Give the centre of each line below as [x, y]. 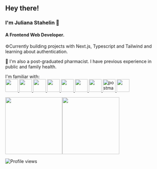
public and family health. [31, 67]
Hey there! [22, 8]
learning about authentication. [37, 51]
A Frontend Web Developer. [35, 34]
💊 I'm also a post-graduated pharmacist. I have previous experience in [78, 61]
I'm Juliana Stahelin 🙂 [32, 23]
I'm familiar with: [23, 76]
